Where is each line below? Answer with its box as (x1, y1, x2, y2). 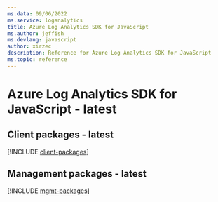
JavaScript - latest (7, 101, 117, 116)
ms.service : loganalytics (7, 17, 83, 24)
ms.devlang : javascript (7, 36, 77, 43)
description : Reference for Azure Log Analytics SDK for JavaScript (7, 50, 212, 57)
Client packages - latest (7, 129, 114, 141)
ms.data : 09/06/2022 (7, 10, 68, 18)
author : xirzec (7, 43, 52, 50)
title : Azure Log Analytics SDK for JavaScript (7, 23, 149, 30)
